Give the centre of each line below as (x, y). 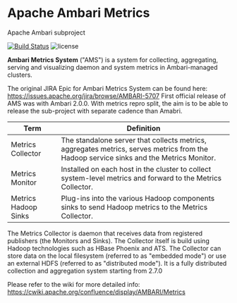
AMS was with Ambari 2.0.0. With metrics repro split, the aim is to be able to (118, 103)
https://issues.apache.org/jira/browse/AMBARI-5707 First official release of (117, 96)
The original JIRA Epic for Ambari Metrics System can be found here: (108, 88)
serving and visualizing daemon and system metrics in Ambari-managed (113, 67)
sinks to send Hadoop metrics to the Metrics (134, 207)
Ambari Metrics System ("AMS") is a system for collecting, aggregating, (113, 60)
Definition (144, 128)
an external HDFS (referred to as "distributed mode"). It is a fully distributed (117, 263)
